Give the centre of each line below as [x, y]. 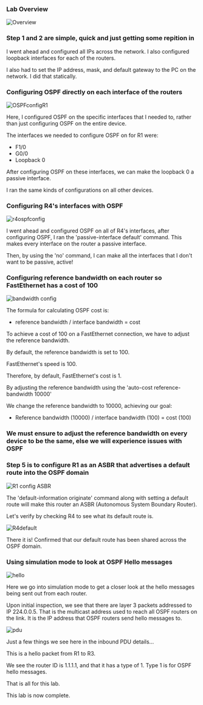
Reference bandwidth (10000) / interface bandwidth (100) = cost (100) [103, 418]
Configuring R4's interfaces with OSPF [65, 206]
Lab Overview [27, 9]
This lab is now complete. [38, 695]
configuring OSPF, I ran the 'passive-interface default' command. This [94, 237]
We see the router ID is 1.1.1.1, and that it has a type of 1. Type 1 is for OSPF [99, 665]
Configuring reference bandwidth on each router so [84, 278]
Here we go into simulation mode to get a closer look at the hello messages [101, 587]
